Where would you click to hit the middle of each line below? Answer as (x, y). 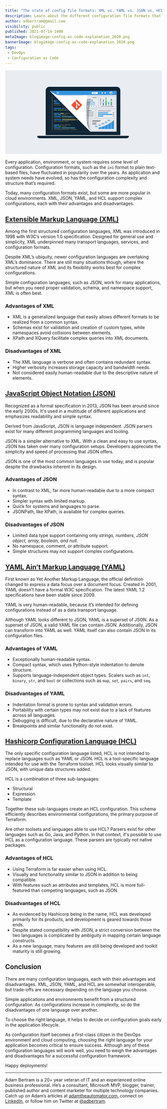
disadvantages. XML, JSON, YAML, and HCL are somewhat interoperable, (81, 984)
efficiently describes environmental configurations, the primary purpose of (82, 814)
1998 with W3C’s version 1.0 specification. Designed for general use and (79, 237)
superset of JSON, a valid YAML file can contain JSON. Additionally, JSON (81, 625)
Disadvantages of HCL (33, 903)
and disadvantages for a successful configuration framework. (68, 1056)
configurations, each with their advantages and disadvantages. (70, 204)
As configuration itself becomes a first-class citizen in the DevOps (73, 1035)
